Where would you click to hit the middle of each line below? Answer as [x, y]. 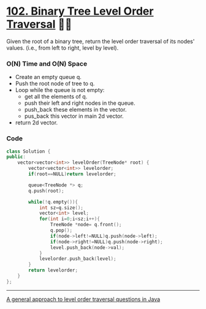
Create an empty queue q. [48, 77]
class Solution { [29, 151]
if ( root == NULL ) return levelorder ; [72, 174]
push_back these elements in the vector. [75, 110]
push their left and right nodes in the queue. [80, 103]
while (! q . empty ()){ [53, 202]
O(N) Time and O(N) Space [47, 64]
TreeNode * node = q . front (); [86, 225]
